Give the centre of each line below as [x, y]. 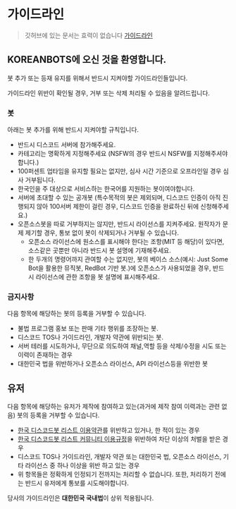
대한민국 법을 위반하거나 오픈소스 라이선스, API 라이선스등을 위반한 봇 [113, 364]
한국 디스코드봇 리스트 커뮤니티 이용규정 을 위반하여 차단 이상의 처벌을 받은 [119, 439]
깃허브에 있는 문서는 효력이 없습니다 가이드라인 [88, 35]
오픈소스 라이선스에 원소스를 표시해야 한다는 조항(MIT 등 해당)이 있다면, [126, 242]
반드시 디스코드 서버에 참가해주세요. [67, 145]
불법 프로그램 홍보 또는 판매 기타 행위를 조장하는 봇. [88, 329]
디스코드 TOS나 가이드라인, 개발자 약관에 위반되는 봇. [91, 337]
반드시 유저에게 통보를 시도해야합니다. [77, 483]
